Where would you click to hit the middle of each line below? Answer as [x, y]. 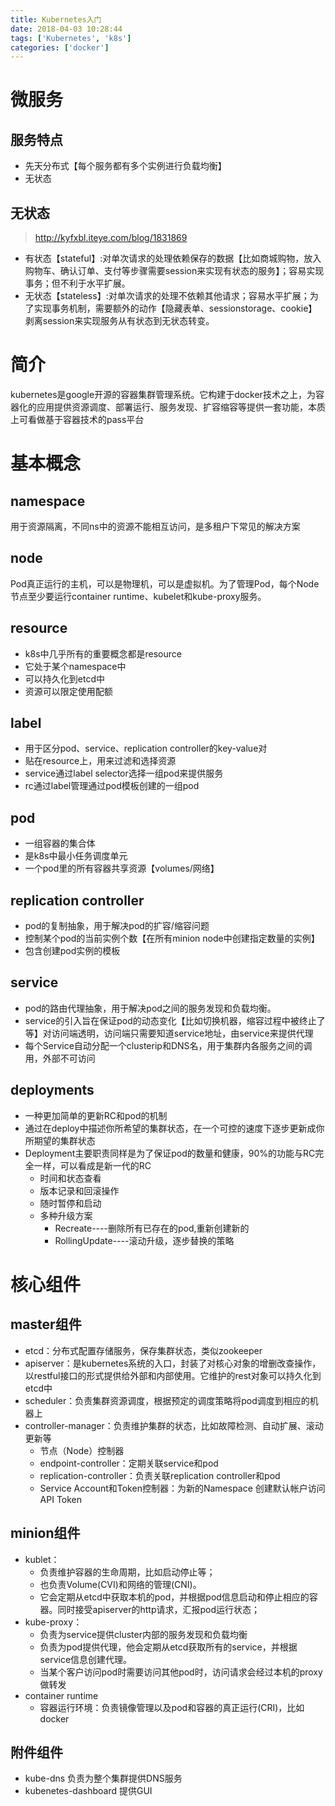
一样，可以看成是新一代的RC [92, 1165]
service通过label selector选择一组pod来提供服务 [124, 773]
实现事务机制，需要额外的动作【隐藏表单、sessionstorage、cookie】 [175, 308]
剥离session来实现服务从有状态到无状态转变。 [119, 321]
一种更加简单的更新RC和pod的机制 [96, 1115]
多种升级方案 [66, 1215]
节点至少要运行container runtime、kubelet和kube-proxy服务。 [138, 596]
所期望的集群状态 [60, 1140]
